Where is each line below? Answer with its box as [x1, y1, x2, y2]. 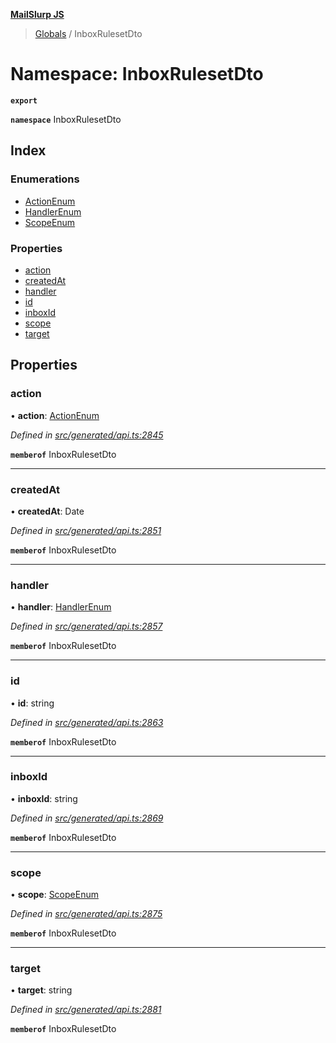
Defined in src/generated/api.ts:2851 [10, 524, 162, 536]
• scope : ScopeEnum [10, 889, 99, 901]
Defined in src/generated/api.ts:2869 [10, 812, 164, 824]
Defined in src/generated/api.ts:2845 [10, 429, 164, 441]
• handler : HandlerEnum [10, 601, 112, 613]
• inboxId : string [10, 792, 78, 804]
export [10, 95, 38, 106]
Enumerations [10, 172, 80, 186]
